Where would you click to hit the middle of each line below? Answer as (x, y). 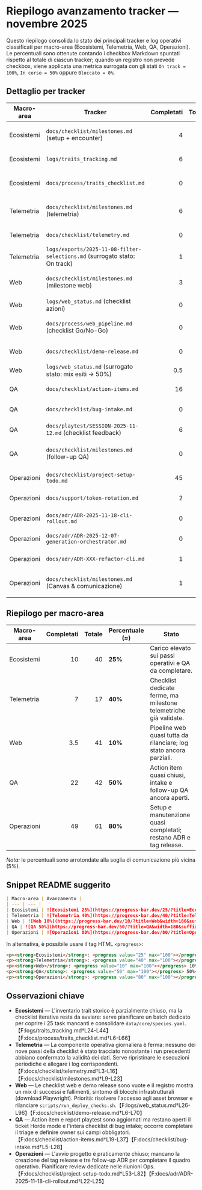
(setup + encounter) (75, 138)
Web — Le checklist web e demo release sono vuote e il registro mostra (104, 1085)
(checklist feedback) (92, 432)
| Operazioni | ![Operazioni (43, 932)
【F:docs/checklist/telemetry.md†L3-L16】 (68, 1071)
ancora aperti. (170, 797)
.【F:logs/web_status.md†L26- (152, 1105)
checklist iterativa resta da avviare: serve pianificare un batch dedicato (103, 1017)
